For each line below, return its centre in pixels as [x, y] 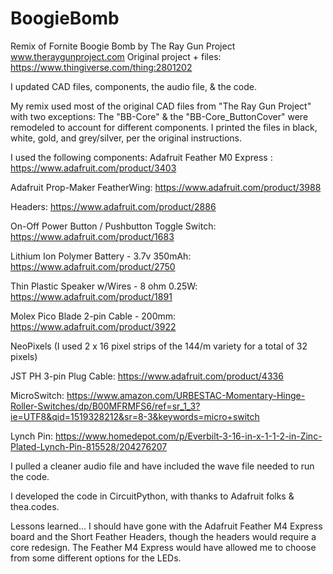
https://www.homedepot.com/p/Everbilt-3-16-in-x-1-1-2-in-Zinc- [188, 436]
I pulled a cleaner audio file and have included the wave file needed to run [162, 466]
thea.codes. [35, 506]
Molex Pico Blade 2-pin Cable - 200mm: [93, 316]
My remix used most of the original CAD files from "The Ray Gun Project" [161, 106]
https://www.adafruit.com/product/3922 [93, 326]
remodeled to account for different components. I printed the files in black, [164, 127]
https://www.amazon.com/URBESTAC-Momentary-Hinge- [186, 395]
